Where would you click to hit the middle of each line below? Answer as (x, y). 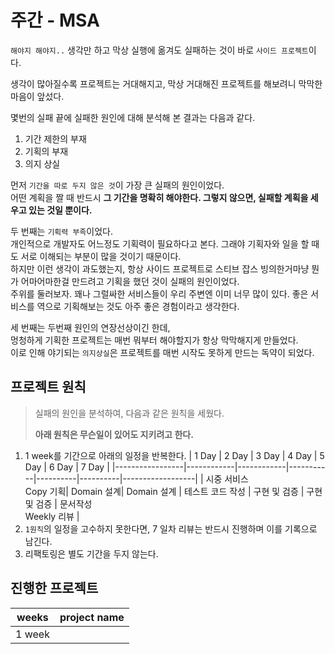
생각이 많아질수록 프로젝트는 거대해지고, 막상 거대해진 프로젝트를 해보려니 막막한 (166, 83)
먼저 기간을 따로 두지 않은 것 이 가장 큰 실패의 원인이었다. (117, 185)
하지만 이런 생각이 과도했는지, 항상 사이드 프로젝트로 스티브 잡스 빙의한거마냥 (160, 268)
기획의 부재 (46, 151)
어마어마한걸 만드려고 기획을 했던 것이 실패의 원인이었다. (130, 281)
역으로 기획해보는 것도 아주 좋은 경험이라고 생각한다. (138, 306)
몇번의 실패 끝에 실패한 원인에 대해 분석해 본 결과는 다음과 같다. (133, 117)
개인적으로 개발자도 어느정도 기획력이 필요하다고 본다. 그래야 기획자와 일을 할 (160, 243)
